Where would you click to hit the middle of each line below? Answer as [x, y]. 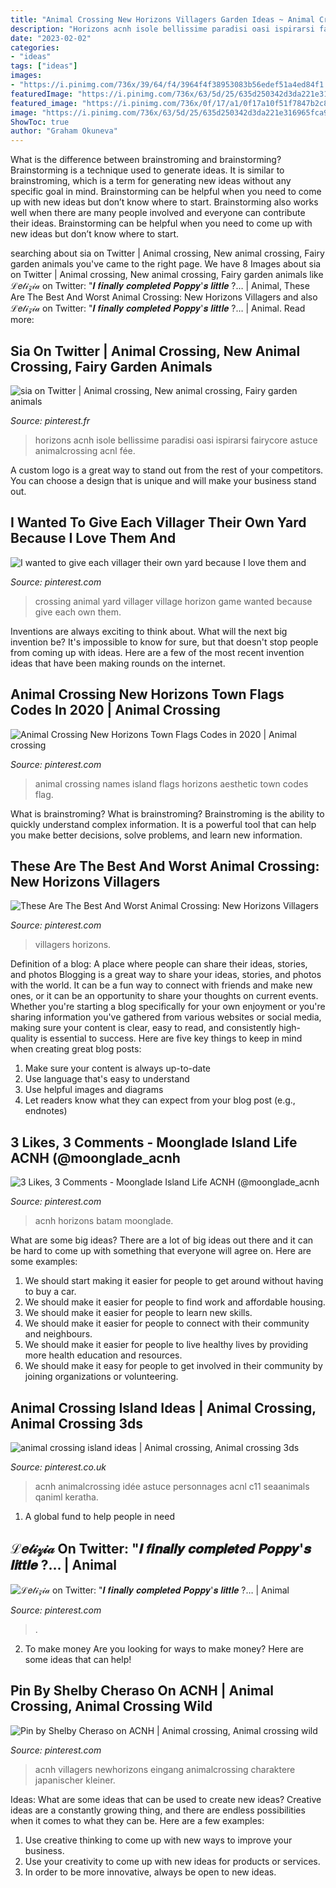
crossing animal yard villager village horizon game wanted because [173, 601]
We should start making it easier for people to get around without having [174, 1281]
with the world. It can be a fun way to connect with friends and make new [161, 985]
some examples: [44, 1262]
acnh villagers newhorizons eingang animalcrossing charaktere [165, 1769]
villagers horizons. [73, 945]
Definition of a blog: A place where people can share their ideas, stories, [159, 964]
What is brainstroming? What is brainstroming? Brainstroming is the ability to [167, 813]
